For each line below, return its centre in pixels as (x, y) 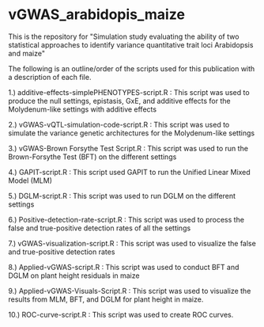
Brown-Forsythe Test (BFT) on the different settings (92, 157)
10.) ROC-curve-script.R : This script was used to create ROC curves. (121, 314)
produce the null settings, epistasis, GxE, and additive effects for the (119, 101)
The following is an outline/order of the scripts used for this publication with (132, 68)
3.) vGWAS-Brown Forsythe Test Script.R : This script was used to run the (128, 148)
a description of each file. (50, 77)
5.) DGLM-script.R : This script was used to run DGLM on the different (122, 196)
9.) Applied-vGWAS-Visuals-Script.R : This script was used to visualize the (130, 291)
